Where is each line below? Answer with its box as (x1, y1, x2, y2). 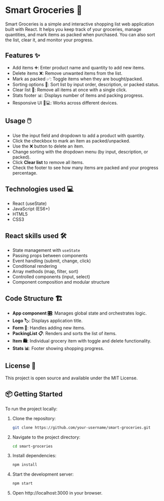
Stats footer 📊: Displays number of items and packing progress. (12, 92, 144, 98)
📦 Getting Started (5, 390, 63, 398)
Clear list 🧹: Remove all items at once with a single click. (12, 87, 128, 93)
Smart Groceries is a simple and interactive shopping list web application (5, 21, 155, 27)
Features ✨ (5, 51, 40, 60)
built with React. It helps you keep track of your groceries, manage (5, 26, 142, 32)
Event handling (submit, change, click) (12, 258, 91, 264)
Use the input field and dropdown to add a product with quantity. (12, 132, 145, 139)
